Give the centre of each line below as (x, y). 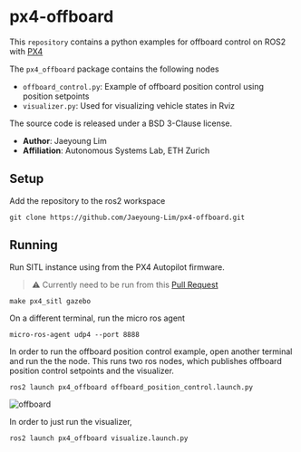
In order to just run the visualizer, (71, 421)
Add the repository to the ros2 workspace (87, 200)
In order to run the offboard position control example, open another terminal (151, 351)
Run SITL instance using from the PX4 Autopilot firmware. (117, 267)
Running (34, 245)
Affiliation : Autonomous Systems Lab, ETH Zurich (116, 150)
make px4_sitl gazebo (50, 301)
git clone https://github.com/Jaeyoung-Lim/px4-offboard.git (127, 217)
